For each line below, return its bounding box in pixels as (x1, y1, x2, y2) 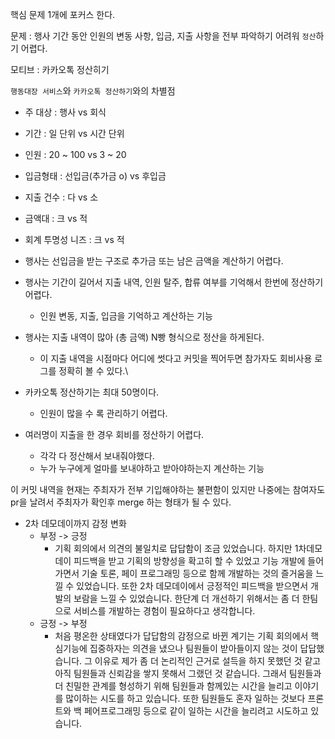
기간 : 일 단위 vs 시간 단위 (24, 128, 125, 139)
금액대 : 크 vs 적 (24, 213, 88, 224)
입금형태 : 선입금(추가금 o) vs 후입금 (24, 170, 167, 182)
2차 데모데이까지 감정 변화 (24, 518, 127, 529)
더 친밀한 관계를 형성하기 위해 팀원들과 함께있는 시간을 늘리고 (54, 680, 293, 692)
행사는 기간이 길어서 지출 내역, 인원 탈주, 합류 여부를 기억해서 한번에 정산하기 (24, 276, 324, 288)
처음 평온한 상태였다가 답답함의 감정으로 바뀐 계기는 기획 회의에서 (54, 630, 309, 642)
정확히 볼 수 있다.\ (58, 365, 129, 377)
